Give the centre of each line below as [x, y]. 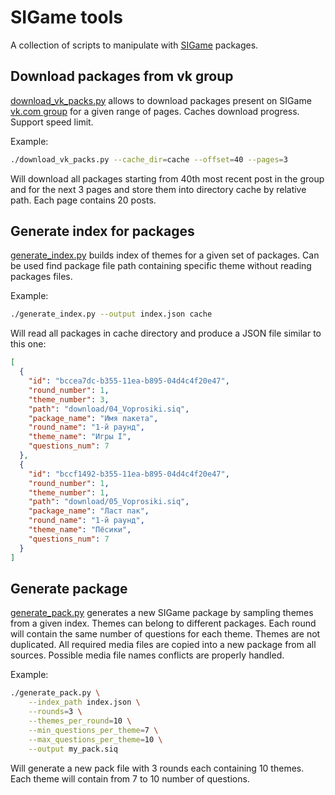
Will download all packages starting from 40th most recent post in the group [167, 178]
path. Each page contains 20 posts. [83, 200]
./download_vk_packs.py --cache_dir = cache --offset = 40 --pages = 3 [149, 159]
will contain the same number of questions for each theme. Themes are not [165, 634]
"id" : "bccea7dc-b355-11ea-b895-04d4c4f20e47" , [129, 381]
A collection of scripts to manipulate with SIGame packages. [134, 45]
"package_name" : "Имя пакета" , [93, 418]
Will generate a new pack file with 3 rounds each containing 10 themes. [157, 768]
